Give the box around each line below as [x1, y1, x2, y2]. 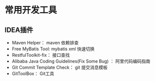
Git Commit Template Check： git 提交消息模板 [11, 65, 108, 70]
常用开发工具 [4, 4, 58, 16]
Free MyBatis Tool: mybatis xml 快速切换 [11, 46, 95, 52]
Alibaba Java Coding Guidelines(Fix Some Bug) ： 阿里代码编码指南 [11, 58, 151, 64]
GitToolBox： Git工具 [11, 71, 55, 77]
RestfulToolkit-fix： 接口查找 [11, 52, 70, 58]
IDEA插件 [4, 26, 33, 34]
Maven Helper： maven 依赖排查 [11, 40, 79, 45]
